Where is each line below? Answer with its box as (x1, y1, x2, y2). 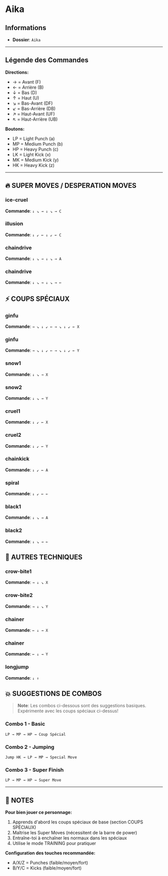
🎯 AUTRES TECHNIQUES (5, 553, 82, 561)
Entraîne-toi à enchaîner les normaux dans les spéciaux (12, 835, 127, 841)
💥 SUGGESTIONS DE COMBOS (5, 690, 102, 698)
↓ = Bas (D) (12, 89, 37, 96)
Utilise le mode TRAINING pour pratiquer (12, 840, 96, 846)
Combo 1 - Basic (5, 720, 45, 727)
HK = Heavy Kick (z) (12, 162, 55, 168)
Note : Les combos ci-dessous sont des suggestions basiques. (17, 703, 146, 709)
